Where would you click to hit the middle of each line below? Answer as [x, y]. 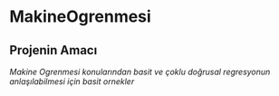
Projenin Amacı [53, 50]
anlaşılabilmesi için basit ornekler [72, 82]
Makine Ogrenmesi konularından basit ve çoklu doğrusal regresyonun [140, 72]
